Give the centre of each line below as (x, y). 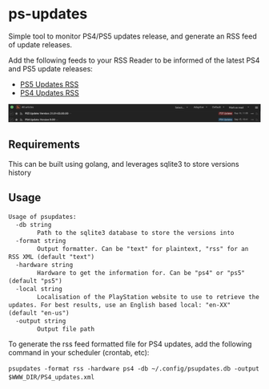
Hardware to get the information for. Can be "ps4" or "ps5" (141, 274)
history (20, 172)
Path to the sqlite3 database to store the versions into (136, 233)
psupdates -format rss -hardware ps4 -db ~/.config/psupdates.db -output (134, 369)
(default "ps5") (35, 282)
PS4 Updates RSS (50, 92)
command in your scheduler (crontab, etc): (79, 353)
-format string (41, 241)
